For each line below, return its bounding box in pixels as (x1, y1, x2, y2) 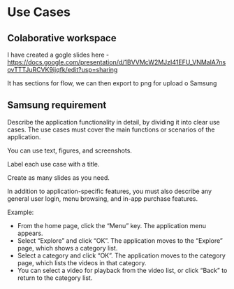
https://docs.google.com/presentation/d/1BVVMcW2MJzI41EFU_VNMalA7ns (7, 58, 226, 66)
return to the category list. (17, 274, 93, 282)
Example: (7, 208, 34, 216)
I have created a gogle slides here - (7, 50, 110, 59)
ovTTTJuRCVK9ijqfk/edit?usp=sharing (7, 66, 118, 73)
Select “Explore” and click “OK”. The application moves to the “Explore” (17, 236, 224, 245)
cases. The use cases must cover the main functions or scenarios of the (7, 125, 215, 134)
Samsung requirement (7, 99, 107, 111)
